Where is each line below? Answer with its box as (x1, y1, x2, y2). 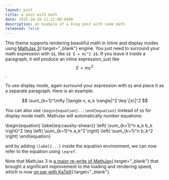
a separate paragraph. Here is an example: (5, 88, 94, 94)
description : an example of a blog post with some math (5, 21, 125, 27)
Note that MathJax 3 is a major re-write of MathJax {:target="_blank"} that (5, 158, 159, 164)
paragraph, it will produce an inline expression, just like (5, 56, 120, 62)
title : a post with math (5, 12, 58, 17)
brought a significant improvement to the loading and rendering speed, (5, 163, 152, 169)
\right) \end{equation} (5, 133, 51, 139)
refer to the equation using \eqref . (5, 148, 77, 154)
